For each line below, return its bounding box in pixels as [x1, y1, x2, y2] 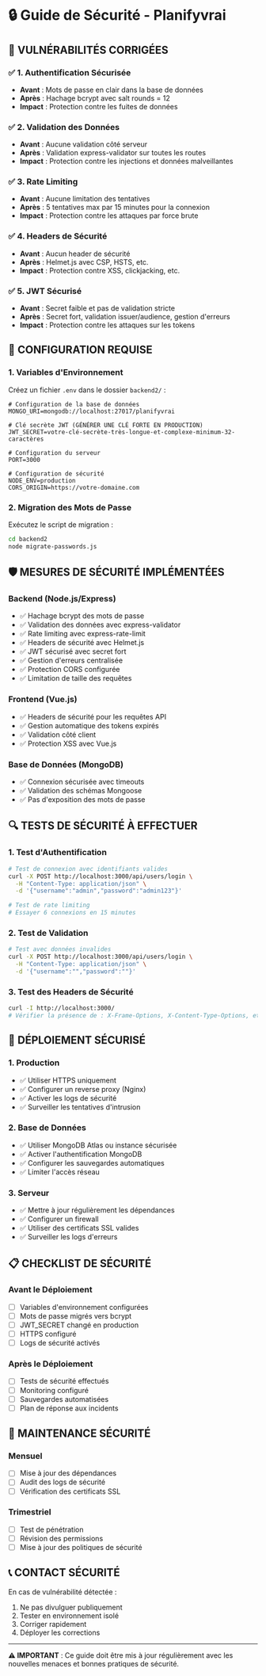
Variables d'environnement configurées [19, 1302, 149, 1311]
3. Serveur [8, 1187, 50, 1198]
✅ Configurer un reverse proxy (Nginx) [19, 1084, 146, 1094]
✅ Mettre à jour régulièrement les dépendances [19, 1205, 176, 1215]
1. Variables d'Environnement [8, 367, 124, 378]
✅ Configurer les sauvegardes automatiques [19, 1158, 165, 1167]
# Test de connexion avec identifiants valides [8, 865, 169, 872]
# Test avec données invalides [8, 945, 112, 953]
